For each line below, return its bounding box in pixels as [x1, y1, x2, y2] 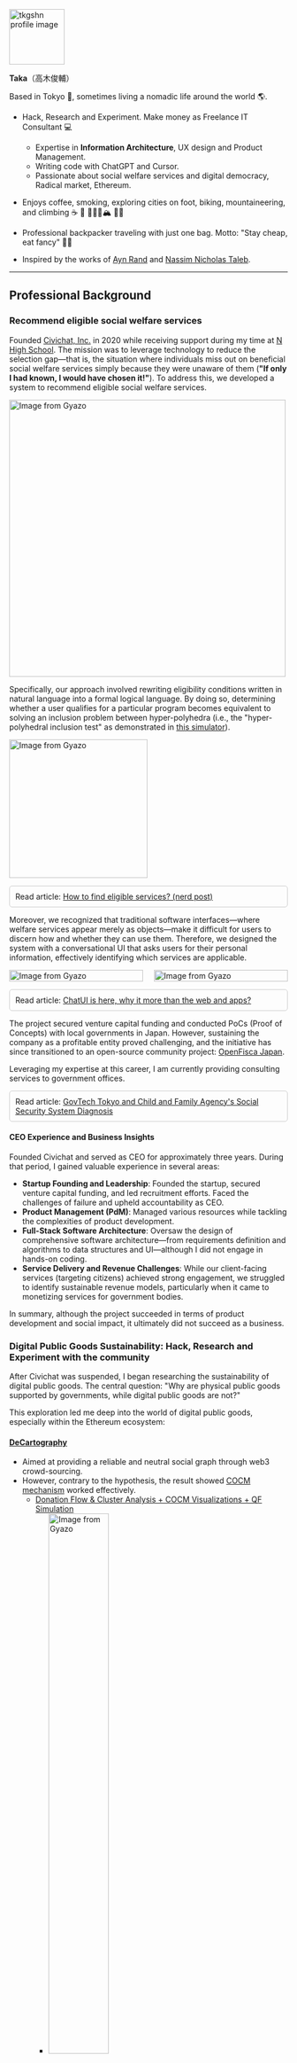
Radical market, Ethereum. [34, 180, 132, 190]
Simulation [34, 1504, 74, 1514]
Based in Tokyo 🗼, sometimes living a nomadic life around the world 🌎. [9, 91, 268, 101]
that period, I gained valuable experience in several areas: [9, 1160, 220, 1171]
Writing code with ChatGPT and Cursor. [34, 161, 179, 171]
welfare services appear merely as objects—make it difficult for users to [9, 924, 272, 934]
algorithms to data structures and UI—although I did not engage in [21, 1244, 263, 1254]
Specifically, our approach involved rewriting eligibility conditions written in [9, 684, 283, 694]
